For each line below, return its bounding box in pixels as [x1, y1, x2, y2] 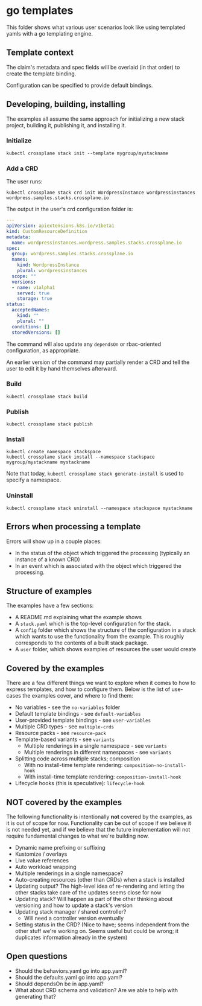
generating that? [14, 993, 56, 1000]
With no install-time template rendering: [24, 762, 123, 769]
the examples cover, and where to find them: [22, 692, 134, 699]
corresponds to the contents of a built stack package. [14, 639, 149, 646]
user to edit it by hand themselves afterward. [6, 365, 118, 372]
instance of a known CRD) [14, 556, 80, 563]
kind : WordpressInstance [17, 262, 80, 269]
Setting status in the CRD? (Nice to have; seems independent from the [14, 921, 190, 928]
